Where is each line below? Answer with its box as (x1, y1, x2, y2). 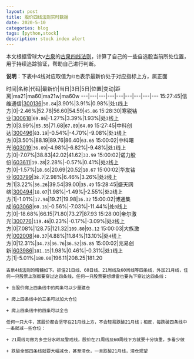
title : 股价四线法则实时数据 (6, 14, 69, 20)
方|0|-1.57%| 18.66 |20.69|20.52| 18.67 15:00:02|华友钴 (6, 166, 136, 173)
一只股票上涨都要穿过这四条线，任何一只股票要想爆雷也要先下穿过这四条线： (10, 274, 168, 280)
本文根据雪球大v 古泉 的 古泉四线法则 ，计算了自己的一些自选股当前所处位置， (6, 53, 189, 59)
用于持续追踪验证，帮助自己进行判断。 (6, 60, 99, 67)
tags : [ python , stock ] (6, 31, 59, 36)
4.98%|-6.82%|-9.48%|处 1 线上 (49, 144, 126, 151)
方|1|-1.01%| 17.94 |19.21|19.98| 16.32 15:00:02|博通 (6, 195, 126, 202)
